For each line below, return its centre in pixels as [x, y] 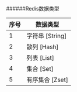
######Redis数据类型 [33, 8]
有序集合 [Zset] [47, 80]
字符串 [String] [47, 36]
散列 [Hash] [43, 47]
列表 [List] [40, 58]
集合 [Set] [40, 69]
